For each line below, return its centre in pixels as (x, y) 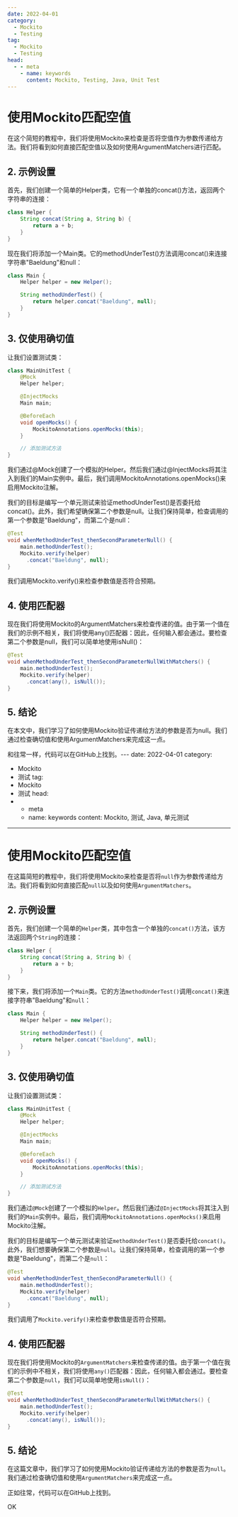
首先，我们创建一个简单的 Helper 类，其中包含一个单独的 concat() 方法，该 (113, 929)
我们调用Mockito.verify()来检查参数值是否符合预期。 (83, 581)
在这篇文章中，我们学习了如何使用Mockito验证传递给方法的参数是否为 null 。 (119, 1469)
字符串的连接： (29, 199)
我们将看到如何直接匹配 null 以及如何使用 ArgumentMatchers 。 (107, 885)
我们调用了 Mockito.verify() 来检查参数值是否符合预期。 (89, 1319)
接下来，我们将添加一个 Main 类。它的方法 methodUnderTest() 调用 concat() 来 (115, 992)
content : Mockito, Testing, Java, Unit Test (93, 80)
